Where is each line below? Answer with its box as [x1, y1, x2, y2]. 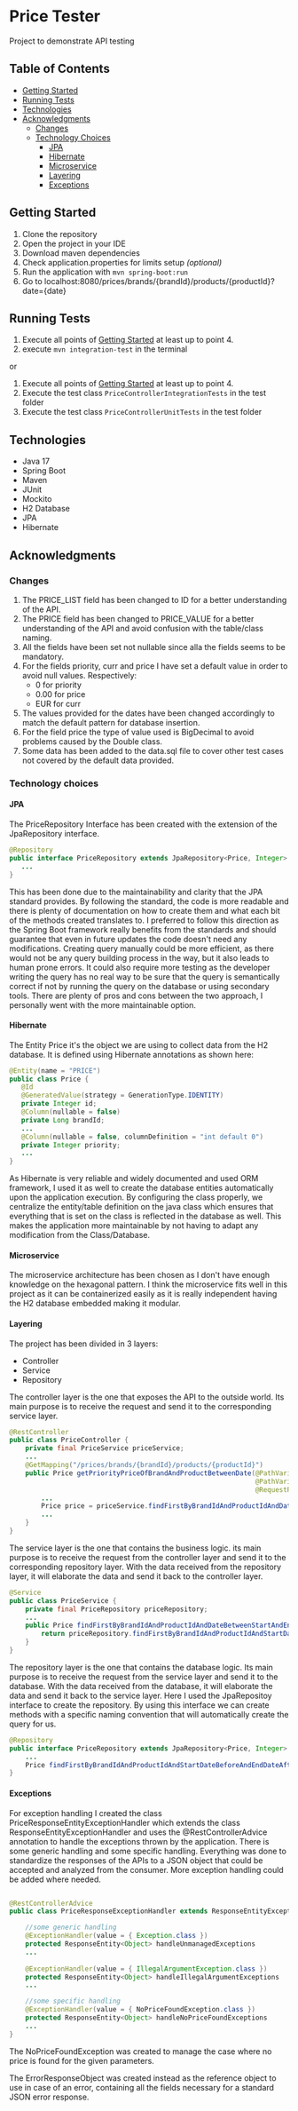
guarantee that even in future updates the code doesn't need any [9, 933, 247, 944]
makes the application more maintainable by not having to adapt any [9, 1220, 259, 1231]
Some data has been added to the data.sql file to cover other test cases [21, 745, 284, 756]
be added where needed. [9, 1874, 102, 1885]
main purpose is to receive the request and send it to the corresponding [9, 1401, 272, 1411]
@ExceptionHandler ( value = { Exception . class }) [25, 1932, 208, 1940]
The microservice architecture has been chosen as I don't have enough [9, 1270, 271, 1281]
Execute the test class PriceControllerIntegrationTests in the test [21, 388, 266, 399]
